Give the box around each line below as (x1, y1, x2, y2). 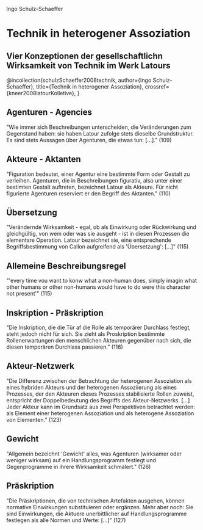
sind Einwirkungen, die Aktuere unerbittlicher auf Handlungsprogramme (6, 510, 187, 517)
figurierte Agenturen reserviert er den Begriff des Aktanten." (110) (6, 189, 171, 197)
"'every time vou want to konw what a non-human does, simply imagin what (6, 277, 197, 285)
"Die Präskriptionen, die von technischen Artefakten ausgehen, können (6, 497, 185, 504)
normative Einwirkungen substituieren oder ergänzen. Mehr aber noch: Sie (6, 503, 194, 510)
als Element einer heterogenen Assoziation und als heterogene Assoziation (6, 409, 194, 417)
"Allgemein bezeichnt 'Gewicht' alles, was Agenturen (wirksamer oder (6, 450, 182, 457)
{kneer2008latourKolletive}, (6, 90, 76, 96)
